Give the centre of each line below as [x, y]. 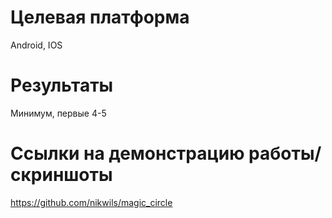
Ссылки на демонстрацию [127, 153]
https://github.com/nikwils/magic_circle [91, 202]
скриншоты [61, 175]
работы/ [285, 153]
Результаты [62, 85]
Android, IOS [36, 45]
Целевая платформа [100, 17]
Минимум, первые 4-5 [58, 113]
